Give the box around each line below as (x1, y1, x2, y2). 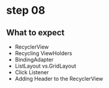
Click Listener (14, 69, 49, 75)
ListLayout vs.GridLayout (14, 62, 77, 69)
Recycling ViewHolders (14, 50, 72, 57)
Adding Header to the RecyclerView (14, 75, 104, 82)
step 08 (6, 4, 46, 17)
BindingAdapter (14, 56, 54, 63)
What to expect (6, 28, 65, 38)
